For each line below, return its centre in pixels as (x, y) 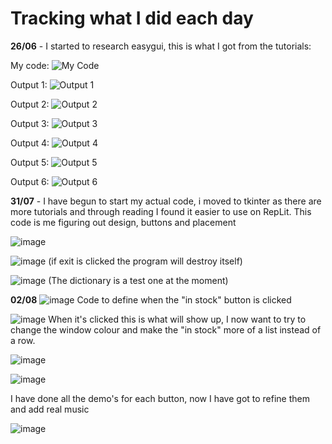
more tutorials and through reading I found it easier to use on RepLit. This (161, 211)
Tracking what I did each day (132, 18)
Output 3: (30, 123)
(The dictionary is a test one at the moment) (138, 280)
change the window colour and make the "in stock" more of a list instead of (166, 329)
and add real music (50, 409)
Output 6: (30, 181)
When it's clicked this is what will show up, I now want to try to (177, 319)
